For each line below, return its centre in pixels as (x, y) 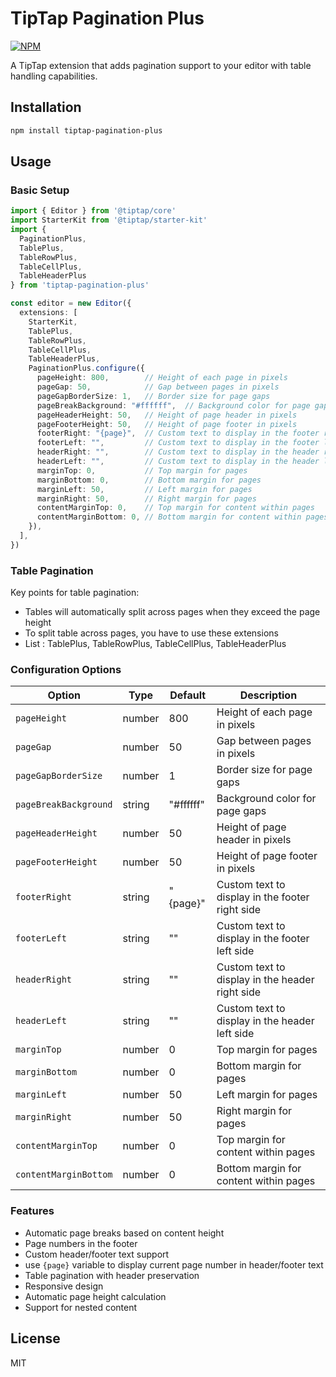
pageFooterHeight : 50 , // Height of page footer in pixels (167, 424)
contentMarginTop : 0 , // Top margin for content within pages (175, 508)
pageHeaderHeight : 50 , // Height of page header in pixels (167, 415)
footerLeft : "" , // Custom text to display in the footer (178, 443)
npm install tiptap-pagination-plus (86, 130)
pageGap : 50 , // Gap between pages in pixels (158, 387)
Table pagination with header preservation (112, 1275)
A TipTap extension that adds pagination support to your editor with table (161, 65)
